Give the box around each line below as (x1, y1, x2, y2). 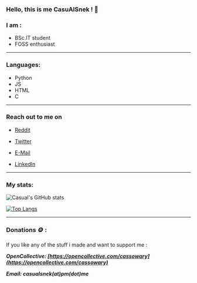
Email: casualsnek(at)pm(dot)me (6, 270, 89, 278)
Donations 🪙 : (6, 226, 47, 234)
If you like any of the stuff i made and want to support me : (6, 241, 148, 248)
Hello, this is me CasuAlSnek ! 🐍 (6, 5, 98, 14)
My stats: (6, 180, 34, 188)
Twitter (14, 137, 32, 144)
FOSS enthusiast (14, 41, 55, 48)
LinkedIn (14, 160, 36, 167)
